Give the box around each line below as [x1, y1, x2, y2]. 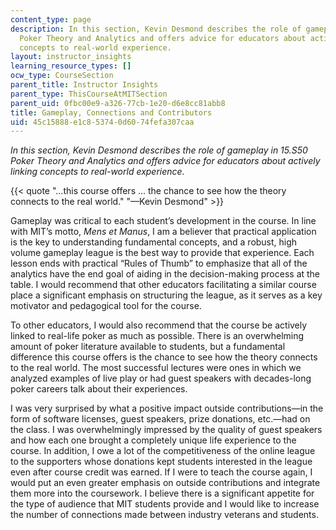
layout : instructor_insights [10, 52, 132, 62]
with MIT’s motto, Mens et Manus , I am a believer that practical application [10, 226, 317, 238]
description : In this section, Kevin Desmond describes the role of [10, 24, 302, 34]
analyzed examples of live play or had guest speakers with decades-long [10, 372, 312, 385]
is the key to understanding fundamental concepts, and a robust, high [10, 236, 298, 248]
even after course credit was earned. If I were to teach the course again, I [10, 466, 313, 478]
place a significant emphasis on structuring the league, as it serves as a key [10, 289, 323, 301]
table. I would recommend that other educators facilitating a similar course [10, 279, 317, 291]
